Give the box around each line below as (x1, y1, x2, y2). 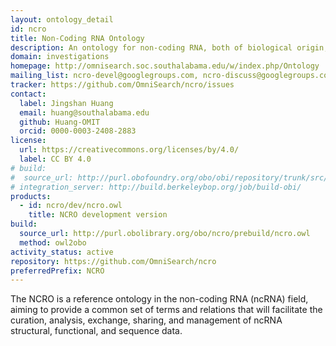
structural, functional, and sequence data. (10, 325, 183, 337)
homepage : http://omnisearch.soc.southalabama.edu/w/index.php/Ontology (10, 61, 320, 71)
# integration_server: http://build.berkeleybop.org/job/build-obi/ (10, 182, 302, 192)
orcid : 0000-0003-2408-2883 (19, 126, 137, 136)
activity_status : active (10, 247, 114, 257)
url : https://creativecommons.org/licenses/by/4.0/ (19, 145, 240, 155)
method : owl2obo (19, 237, 87, 248)
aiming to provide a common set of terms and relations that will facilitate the (10, 304, 323, 316)
